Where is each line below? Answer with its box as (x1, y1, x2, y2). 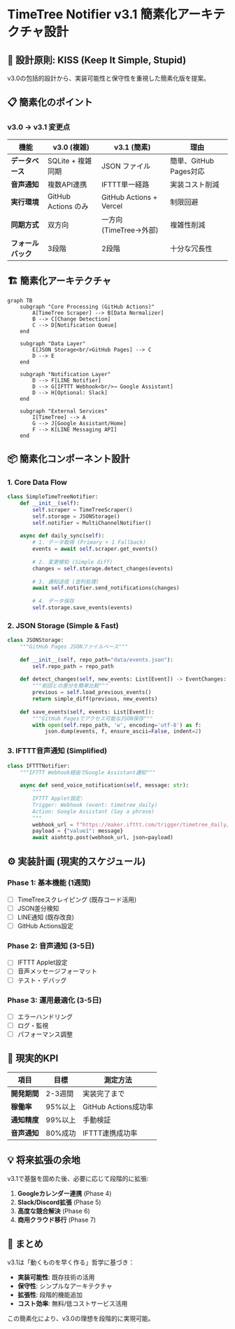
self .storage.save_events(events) (32, 604, 133, 611)
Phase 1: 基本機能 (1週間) (7, 878, 91, 888)
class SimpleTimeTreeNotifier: (7, 493, 99, 500)
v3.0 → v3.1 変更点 (7, 122, 71, 132)
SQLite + (48, 156, 76, 166)
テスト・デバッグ (17, 976, 67, 984)
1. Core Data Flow (7, 477, 68, 487)
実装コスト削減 (170, 180, 220, 189)
